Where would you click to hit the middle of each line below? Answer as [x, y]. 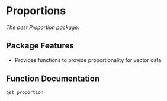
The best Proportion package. [43, 27]
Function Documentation [53, 79]
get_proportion [25, 92]
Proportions [36, 11]
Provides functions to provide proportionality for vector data [88, 60]
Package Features [40, 46]
